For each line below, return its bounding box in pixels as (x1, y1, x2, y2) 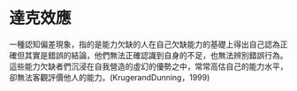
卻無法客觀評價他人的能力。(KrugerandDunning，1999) (9, 72, 210, 82)
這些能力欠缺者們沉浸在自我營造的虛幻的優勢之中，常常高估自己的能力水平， (9, 61, 288, 72)
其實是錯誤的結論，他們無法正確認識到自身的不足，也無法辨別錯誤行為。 (24, 49, 288, 60)
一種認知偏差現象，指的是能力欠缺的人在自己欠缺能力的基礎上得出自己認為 (9, 39, 280, 49)
